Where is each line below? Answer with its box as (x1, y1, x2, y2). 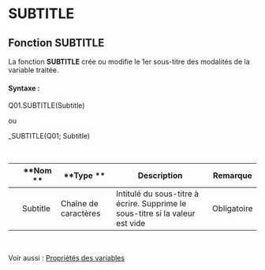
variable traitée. (8, 65, 59, 75)
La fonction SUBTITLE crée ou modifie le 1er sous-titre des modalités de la (8, 57, 250, 66)
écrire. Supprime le (115, 198, 187, 209)
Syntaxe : (8, 83, 40, 93)
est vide (115, 218, 146, 229)
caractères (60, 208, 101, 219)
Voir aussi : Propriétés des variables (8, 253, 125, 263)
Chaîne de (60, 198, 99, 209)
